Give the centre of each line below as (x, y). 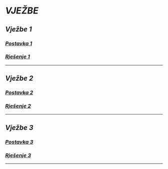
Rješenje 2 (18, 106)
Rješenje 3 (18, 155)
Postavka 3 (19, 141)
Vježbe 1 (19, 29)
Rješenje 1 (17, 56)
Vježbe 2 (19, 78)
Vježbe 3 (19, 127)
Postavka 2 (19, 92)
